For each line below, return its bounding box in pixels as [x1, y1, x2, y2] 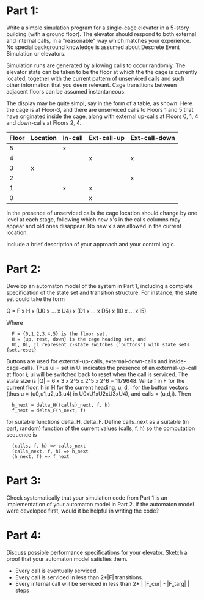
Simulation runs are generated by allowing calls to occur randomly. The [6, 62, 186, 69]
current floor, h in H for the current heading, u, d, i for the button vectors [6, 383, 188, 391]
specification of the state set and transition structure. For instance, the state [6, 289, 197, 296]
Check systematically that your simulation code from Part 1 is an [6, 494, 168, 502]
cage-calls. [6, 364, 35, 371]
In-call [62, 133, 83, 142]
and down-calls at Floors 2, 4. [6, 119, 82, 126]
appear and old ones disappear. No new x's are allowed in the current [6, 222, 182, 229]
